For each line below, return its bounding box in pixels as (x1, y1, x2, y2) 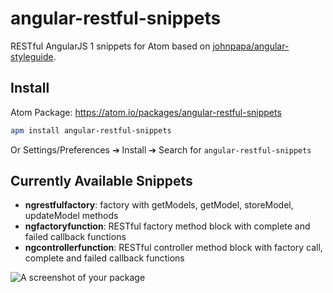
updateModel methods (24, 210, 119, 222)
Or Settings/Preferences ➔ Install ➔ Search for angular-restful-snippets (10, 143, 312, 156)
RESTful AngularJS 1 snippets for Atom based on (10, 40, 211, 52)
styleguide (10, 50, 54, 62)
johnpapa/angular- (212, 40, 290, 52)
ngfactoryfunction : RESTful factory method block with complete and (24, 220, 311, 232)
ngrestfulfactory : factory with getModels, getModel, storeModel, (24, 199, 294, 211)
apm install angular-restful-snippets (10, 125, 172, 136)
